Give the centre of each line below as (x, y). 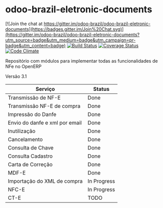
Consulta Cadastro (30, 156)
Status (101, 89)
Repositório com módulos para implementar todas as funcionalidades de (82, 61)
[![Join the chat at (24, 24)
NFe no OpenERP (24, 66)
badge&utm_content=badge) (36, 45)
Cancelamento (25, 139)
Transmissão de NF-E (34, 98)
